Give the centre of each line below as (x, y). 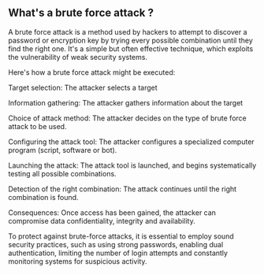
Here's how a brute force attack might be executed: (92, 72)
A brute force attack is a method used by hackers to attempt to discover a (128, 31)
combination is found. (43, 197)
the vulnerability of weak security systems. (78, 57)
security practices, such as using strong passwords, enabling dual (116, 244)
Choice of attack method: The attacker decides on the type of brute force (127, 118)
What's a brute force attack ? (81, 13)
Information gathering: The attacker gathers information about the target (126, 102)
